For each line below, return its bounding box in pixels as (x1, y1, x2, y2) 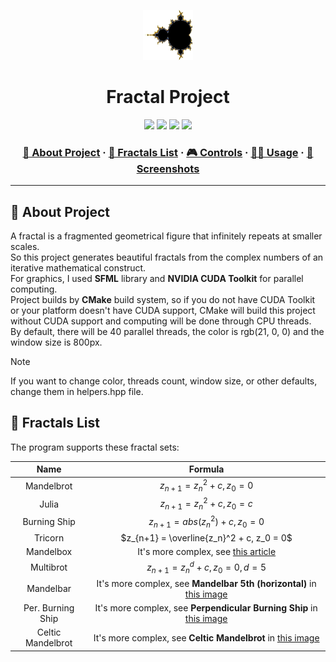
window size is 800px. (10, 336, 103, 349)
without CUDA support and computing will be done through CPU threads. (10, 315, 312, 327)
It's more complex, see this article (137, 545, 277, 557)
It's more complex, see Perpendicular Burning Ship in (94, 602, 318, 614)
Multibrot (30, 561, 68, 574)
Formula (188, 463, 225, 475)
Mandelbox (26, 545, 73, 557)
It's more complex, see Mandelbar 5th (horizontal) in (96, 577, 317, 589)
